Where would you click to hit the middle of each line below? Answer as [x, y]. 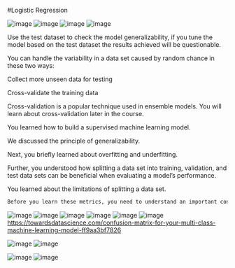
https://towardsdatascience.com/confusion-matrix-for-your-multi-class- [112, 223]
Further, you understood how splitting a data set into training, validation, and [117, 168]
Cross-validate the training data [53, 93]
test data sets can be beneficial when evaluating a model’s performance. [112, 175]
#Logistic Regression [38, 10]
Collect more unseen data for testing [60, 79]
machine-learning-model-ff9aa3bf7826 [64, 230]
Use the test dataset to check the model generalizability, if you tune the [110, 37]
